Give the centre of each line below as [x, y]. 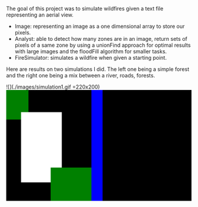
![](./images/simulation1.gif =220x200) [53, 87]
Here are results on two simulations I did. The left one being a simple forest [98, 69]
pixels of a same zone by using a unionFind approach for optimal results [103, 45]
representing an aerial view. [40, 15]
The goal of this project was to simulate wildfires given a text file [85, 9]
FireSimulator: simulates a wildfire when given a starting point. [91, 58]
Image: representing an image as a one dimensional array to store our [100, 26]
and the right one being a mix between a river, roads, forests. [81, 75]
